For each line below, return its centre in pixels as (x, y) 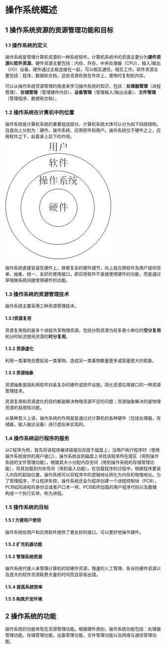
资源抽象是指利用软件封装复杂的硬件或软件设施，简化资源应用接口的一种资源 (83, 385)
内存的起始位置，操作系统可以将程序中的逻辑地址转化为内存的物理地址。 (83, 475)
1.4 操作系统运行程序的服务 (37, 438)
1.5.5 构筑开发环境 (24, 599)
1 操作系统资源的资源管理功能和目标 (59, 30)
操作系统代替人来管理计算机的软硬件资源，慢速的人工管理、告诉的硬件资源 (81, 568)
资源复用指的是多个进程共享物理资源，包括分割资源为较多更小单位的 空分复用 (83, 330)
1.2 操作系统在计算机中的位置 (40, 112)
